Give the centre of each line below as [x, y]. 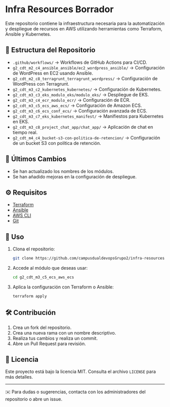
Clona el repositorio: [34, 249]
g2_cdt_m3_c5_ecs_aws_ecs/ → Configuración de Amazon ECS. [77, 105]
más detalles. [19, 377]
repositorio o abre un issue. [34, 399]
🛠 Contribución [31, 313]
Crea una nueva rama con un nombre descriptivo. [64, 332]
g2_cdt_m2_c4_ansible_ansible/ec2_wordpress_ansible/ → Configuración [89, 67]
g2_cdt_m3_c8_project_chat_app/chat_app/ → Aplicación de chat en [83, 127]
